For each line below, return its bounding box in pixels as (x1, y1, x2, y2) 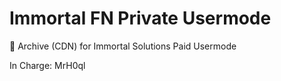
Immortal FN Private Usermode (9, 7, 272, 30)
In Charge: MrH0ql (9, 59, 86, 71)
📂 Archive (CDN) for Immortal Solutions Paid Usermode (9, 40, 237, 52)
